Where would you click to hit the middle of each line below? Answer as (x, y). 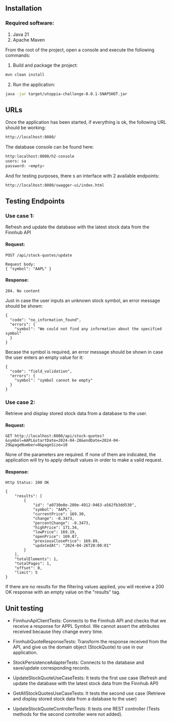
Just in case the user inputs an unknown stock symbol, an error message (83, 300)
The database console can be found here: (50, 147)
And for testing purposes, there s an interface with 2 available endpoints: (82, 176)
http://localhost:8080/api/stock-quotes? (59, 436)
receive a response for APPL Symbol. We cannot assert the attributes (86, 626)
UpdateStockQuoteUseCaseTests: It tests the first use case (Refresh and (90, 678)
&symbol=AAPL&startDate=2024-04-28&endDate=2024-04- (63, 441)
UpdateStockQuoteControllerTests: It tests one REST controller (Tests (86, 709)
